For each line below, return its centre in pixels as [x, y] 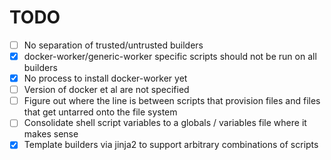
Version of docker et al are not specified [106, 90]
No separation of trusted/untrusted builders [113, 45]
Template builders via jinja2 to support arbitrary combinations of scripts [171, 145]
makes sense [51, 134]
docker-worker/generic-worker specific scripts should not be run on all [170, 56]
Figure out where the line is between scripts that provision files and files [172, 101]
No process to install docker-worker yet [105, 78]
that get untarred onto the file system [100, 112]
